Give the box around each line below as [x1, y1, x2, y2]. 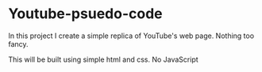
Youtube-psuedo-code [8, 5, 163, 23]
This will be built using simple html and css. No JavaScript [8, 55, 198, 64]
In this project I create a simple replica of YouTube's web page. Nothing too [8, 31, 255, 40]
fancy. [8, 39, 29, 48]
